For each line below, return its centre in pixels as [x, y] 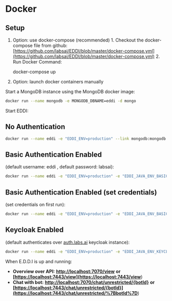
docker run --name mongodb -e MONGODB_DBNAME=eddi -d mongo [71, 101]
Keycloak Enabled [35, 230]
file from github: [50, 46]
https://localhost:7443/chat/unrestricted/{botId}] [69, 288]
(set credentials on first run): [35, 205]
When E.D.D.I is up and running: [39, 261]
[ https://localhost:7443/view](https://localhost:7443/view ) [78, 276]
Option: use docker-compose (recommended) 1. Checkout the [78, 40]
